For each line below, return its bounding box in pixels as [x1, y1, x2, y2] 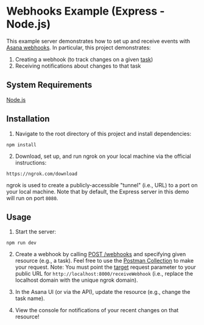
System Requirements [6, 80, 93, 90]
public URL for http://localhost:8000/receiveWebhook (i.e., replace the [15, 270, 194, 277]
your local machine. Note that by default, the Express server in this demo [6, 188, 189, 195]
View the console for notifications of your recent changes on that [15, 307, 179, 314]
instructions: [15, 159, 47, 166]
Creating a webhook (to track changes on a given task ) [15, 55, 153, 63]
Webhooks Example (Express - [6, 4, 165, 18]
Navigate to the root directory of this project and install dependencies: [15, 130, 192, 137]
